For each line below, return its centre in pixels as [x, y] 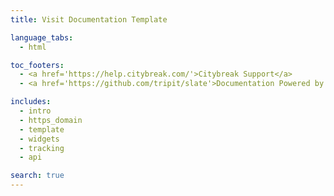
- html [33, 47]
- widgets [39, 139]
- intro [35, 111]
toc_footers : [37, 65]
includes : [31, 102]
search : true [37, 176]
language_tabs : [42, 37]
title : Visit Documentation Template [89, 19]
